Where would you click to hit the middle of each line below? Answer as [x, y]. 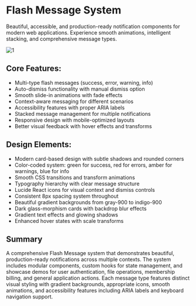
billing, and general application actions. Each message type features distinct [98, 278]
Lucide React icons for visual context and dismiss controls [85, 190]
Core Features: [34, 69]
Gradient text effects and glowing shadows [66, 215]
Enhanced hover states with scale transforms [69, 221]
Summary [24, 239]
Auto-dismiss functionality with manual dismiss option [80, 89]
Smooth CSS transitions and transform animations [75, 177]
